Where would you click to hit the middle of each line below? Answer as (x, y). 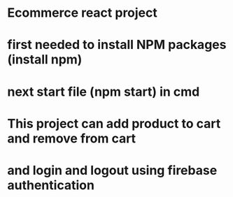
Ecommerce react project (82, 13)
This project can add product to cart (114, 123)
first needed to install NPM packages (117, 45)
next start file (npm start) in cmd (104, 92)
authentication (51, 185)
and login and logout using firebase (112, 170)
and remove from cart (72, 138)
